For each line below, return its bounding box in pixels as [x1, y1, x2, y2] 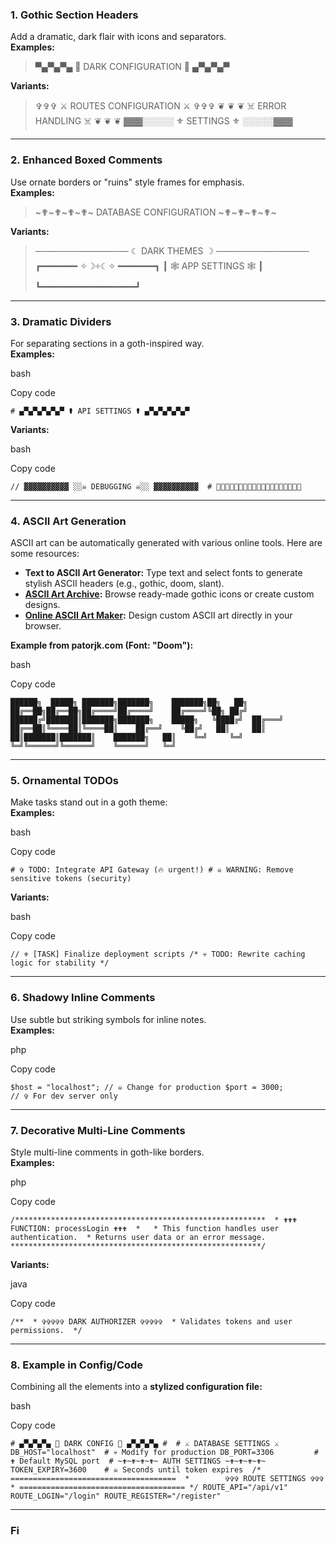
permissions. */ [10, 1326, 83, 1336]
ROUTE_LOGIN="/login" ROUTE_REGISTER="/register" [10, 1491, 222, 1502]
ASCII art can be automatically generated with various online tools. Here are [10, 537, 323, 549]
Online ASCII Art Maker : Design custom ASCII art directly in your [24, 609, 293, 622]
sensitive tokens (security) [10, 874, 132, 884]
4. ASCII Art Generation [10, 514, 127, 528]
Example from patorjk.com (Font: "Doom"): [10, 639, 194, 652]
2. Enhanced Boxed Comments [10, 153, 163, 167]
